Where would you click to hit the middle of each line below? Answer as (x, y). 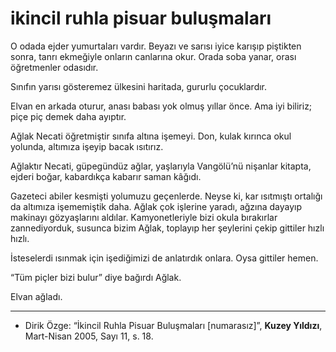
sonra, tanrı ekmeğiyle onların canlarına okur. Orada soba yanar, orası (153, 56)
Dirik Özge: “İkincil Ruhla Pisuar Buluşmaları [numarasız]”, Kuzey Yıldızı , (173, 325)
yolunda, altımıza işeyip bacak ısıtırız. (87, 146)
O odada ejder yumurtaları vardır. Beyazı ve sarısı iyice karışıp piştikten (156, 46)
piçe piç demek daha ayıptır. (68, 116)
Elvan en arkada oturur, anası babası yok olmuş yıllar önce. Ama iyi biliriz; (161, 106)
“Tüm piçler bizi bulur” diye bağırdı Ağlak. (96, 277)
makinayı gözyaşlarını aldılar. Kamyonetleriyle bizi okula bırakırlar (144, 217)
